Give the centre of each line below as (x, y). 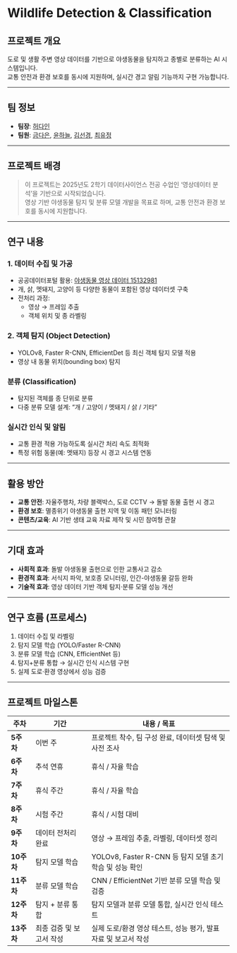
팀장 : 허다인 (34, 126)
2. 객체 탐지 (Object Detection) (59, 336)
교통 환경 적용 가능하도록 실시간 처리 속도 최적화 (83, 444)
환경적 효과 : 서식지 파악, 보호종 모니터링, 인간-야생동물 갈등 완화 (105, 578)
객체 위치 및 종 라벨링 (57, 316)
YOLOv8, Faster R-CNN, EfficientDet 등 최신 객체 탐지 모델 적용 (107, 353)
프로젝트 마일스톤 (43, 703)
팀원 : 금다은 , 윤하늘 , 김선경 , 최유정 (65, 135)
